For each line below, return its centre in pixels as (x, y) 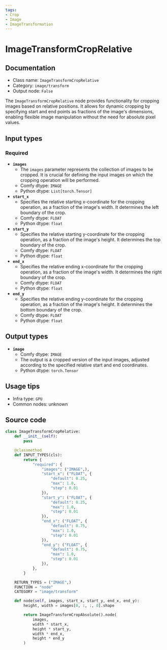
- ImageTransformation (29, 24)
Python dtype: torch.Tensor (49, 370)
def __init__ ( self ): (36, 437)
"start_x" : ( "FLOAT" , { (67, 474)
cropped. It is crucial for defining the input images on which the (87, 175)
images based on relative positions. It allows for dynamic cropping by (78, 106)
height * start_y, (52, 629)
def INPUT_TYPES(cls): (38, 455)
